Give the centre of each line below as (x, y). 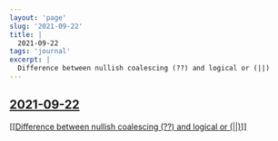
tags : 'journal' (40, 52)
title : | (26, 34)
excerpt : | (30, 60)
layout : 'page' (38, 18)
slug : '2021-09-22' (46, 26)
